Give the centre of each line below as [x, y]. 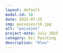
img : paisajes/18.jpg [28, 24]
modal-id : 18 [19, 15]
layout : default [23, 10]
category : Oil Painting [31, 38]
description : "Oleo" [27, 43]
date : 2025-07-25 [24, 19]
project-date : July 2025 [32, 33]
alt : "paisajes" [23, 29]
